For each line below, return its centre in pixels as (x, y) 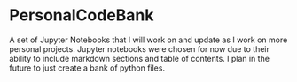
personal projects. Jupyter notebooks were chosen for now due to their (140, 48)
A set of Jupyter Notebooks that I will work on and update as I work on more (148, 40)
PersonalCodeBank (82, 15)
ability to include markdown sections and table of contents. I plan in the (140, 58)
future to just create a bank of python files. (87, 68)
